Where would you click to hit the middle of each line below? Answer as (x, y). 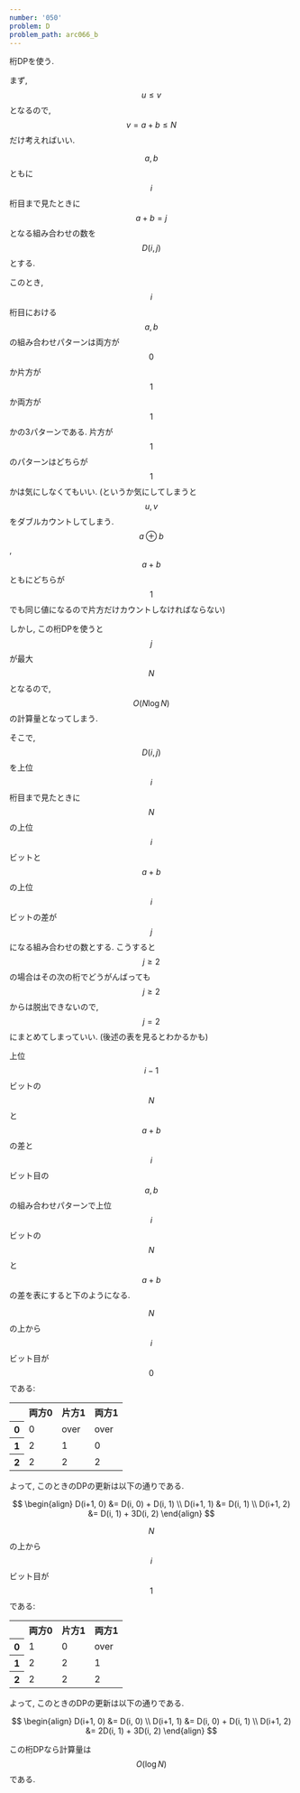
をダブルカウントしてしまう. (62, 522)
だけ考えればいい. (42, 140)
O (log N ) (151, 1764)
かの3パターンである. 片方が (61, 432)
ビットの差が (33, 917)
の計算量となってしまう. (54, 719)
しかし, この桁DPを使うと (57, 629)
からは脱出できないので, (54, 1007)
